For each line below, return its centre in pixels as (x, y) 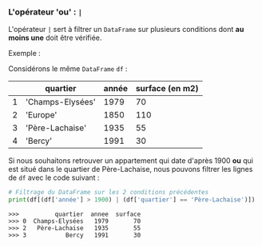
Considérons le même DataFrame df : (68, 69)
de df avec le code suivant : (54, 177)
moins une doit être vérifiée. (55, 38)
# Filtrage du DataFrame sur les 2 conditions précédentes (109, 193)
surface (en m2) (167, 89)
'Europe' (41, 115)
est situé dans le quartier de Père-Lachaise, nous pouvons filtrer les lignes (131, 169)
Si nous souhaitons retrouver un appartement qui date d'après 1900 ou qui (131, 161)
